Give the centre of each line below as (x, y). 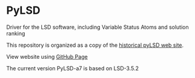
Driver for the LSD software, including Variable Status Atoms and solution (97, 27)
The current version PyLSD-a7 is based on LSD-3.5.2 (73, 68)
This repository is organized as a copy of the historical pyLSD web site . (95, 45)
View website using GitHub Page (47, 56)
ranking (16, 33)
